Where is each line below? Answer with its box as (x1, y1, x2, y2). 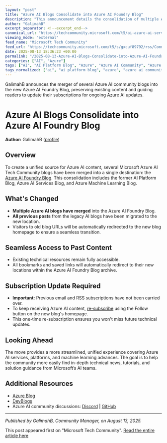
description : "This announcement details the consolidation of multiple (5, 16, 159, 21)
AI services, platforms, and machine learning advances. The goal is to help (5, 355, 158, 360)
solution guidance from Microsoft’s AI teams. (5, 365, 97, 371)
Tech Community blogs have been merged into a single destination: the (5, 169, 152, 175)
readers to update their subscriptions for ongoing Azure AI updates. (5, 92, 144, 98)
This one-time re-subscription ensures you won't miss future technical (12, 316, 157, 322)
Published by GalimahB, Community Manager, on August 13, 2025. (5, 418, 142, 424)
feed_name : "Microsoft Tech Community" (5, 40, 88, 45)
